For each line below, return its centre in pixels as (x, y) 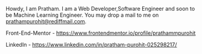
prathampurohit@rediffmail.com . (46, 21)
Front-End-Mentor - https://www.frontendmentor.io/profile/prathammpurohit (101, 33)
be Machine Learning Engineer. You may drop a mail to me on (82, 15)
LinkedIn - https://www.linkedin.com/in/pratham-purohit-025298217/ (91, 45)
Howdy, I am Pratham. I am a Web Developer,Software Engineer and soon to (100, 9)
